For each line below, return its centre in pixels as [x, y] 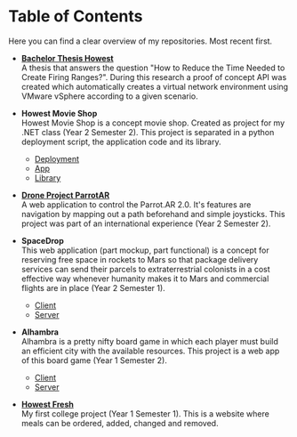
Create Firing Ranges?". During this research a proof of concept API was [154, 77]
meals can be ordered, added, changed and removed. [120, 423]
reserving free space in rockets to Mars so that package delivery [140, 259]
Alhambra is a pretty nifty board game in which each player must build [150, 341]
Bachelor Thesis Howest [67, 58]
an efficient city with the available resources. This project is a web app [150, 351]
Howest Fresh [48, 404]
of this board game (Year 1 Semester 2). [94, 360]
